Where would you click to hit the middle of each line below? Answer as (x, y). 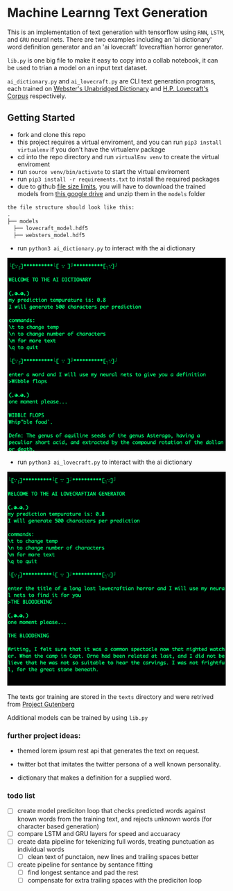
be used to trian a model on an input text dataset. (77, 67)
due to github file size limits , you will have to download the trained (111, 186)
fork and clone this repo (51, 134)
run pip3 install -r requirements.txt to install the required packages (119, 179)
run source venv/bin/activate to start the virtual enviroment (103, 171)
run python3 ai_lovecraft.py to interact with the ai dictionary (105, 462)
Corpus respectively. (37, 96)
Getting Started (41, 118)
